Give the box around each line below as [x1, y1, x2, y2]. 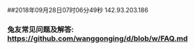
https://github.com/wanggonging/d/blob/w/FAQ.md [7, 34, 188, 43]
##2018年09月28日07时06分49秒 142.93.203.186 [7, 6, 148, 14]
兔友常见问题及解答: [7, 25, 75, 34]
